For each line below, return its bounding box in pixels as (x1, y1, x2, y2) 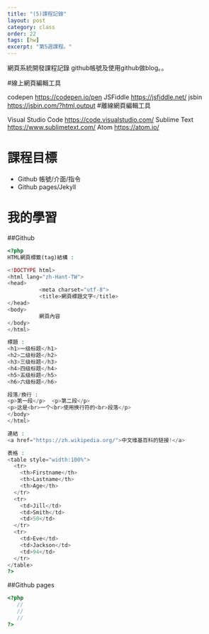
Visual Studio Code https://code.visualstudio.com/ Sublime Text (7, 115, 193, 124)
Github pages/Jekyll (17, 182, 77, 191)
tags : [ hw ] (7, 37, 40, 44)
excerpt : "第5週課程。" (7, 43, 72, 50)
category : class (7, 23, 55, 30)
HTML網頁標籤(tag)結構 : (7, 254, 74, 261)
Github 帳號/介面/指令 (17, 174, 81, 183)
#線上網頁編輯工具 (7, 79, 62, 87)
